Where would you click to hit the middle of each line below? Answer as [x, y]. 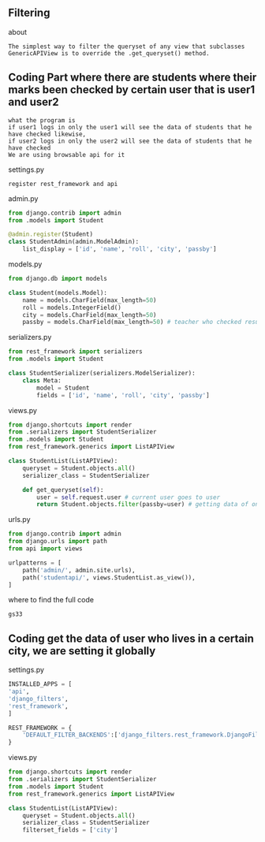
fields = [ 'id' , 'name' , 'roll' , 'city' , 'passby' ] [123, 395]
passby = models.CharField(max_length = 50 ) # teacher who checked [132, 322]
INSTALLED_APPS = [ [40, 684]
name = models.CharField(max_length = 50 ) [90, 300]
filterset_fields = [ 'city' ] [70, 830]
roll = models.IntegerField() [72, 307]
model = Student [63, 388]
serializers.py [30, 337]
